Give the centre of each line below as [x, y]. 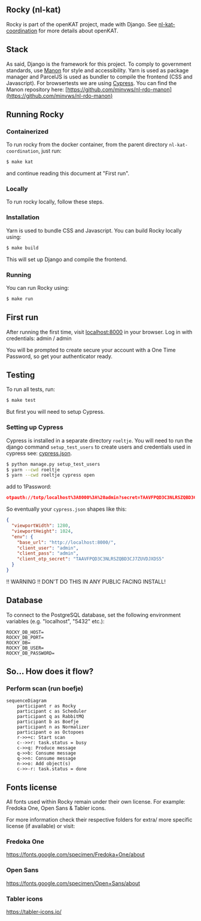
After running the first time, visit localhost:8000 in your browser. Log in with [99, 332]
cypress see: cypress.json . [39, 453]
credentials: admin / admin [39, 338]
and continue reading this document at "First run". [68, 174]
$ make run [20, 299]
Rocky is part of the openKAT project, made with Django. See [82, 24]
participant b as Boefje [48, 722]
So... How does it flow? [50, 672]
